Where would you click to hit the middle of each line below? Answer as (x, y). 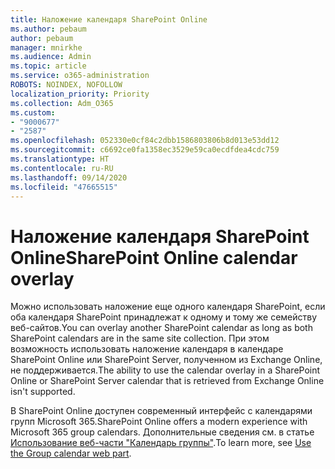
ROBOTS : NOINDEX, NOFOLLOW (66, 85)
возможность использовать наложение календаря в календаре (147, 349)
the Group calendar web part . (71, 453)
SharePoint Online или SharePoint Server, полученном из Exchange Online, (166, 360)
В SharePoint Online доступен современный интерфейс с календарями (161, 411)
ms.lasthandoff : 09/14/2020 (69, 177)
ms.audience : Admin (51, 57)
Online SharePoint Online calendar (154, 257)
